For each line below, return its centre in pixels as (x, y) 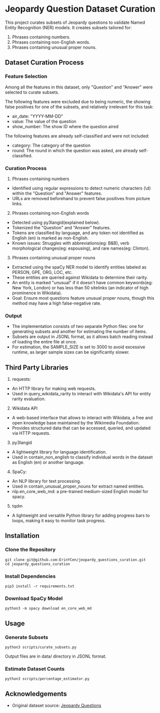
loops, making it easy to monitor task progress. (59, 521)
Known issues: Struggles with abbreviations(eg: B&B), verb (71, 243)
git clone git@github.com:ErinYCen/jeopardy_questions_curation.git (75, 560)
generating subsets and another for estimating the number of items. (80, 332)
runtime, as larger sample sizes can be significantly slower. (71, 352)
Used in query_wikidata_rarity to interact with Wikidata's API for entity (81, 394)
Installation (22, 536)
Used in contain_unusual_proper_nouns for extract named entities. (78, 486)
